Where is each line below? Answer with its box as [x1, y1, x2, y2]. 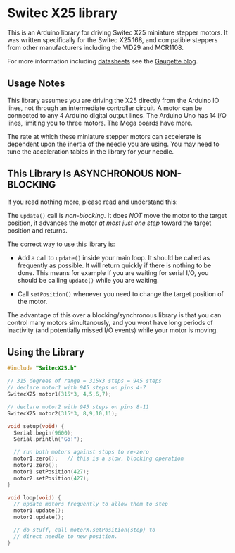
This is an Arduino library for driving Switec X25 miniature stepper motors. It [7, 28, 228, 37]
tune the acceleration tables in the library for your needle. [7, 147, 174, 156]
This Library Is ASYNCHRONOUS [7, 168, 154, 180]
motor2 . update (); [13, 513, 65, 521]
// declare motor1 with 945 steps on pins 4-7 [7, 384, 146, 391]
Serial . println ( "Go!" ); [13, 436, 83, 443]
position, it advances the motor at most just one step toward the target [7, 219, 212, 227]
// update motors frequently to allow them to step [13, 501, 169, 508]
